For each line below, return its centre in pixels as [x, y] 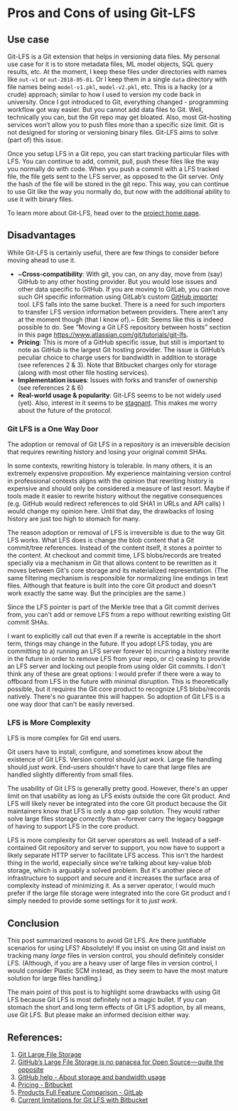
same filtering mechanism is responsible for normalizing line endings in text [118, 578]
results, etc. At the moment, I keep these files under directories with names [117, 72]
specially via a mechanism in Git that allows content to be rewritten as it [112, 563]
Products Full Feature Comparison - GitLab [80, 1092]
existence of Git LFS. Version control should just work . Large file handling [115, 759]
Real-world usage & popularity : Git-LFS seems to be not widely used [119, 395]
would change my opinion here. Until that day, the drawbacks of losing [111, 511]
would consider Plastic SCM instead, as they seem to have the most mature [118, 971]
